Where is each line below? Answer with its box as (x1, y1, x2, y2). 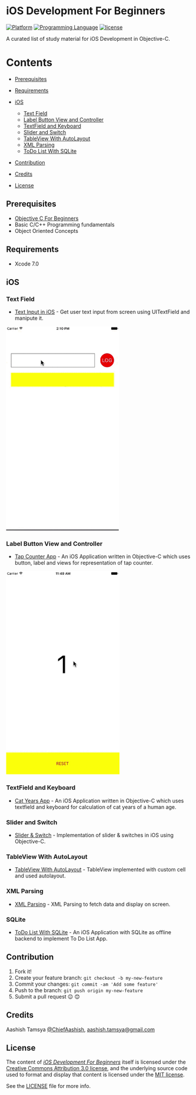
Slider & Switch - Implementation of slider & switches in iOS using (14, 832, 174, 839)
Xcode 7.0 (14, 260, 39, 267)
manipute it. (14, 315, 44, 322)
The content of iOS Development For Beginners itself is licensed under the (6, 1058, 187, 1065)
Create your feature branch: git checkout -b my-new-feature (14, 974, 163, 981)
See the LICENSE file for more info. (6, 1083, 91, 1090)
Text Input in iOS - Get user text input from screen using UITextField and (14, 309, 190, 316)
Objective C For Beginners (14, 215, 79, 222)
